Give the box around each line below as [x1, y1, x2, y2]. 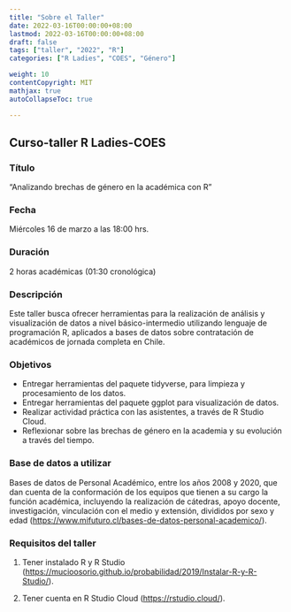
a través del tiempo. [21, 435, 95, 446]
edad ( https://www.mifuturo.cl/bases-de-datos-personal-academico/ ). [9, 515, 267, 525]
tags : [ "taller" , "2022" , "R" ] [9, 46, 125, 55]
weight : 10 [9, 70, 50, 80]
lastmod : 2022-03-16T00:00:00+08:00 [9, 29, 144, 38]
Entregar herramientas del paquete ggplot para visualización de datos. [21, 397, 280, 408]
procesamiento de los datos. [21, 388, 126, 399]
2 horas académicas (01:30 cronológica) [9, 266, 157, 277]
